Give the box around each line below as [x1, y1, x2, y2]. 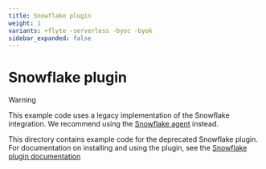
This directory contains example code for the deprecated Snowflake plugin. [8, 135, 259, 144]
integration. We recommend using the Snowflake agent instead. [8, 119, 219, 129]
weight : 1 [8, 19, 42, 27]
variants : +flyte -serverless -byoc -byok [8, 26, 153, 34]
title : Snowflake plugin [8, 11, 92, 20]
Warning [8, 95, 36, 105]
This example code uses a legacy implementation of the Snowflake [8, 111, 231, 120]
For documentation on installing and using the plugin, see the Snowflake [8, 143, 248, 153]
